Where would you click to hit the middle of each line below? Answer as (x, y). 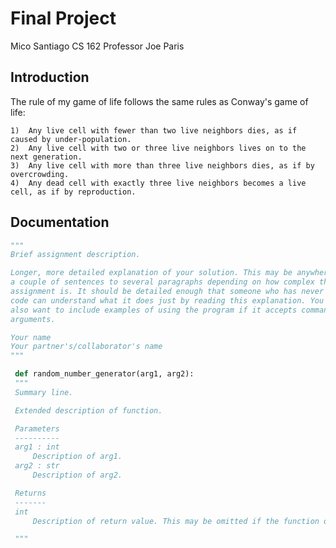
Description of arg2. (77, 475)
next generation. (46, 157)
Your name (31, 337)
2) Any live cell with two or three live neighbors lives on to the (158, 148)
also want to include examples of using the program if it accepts (154, 310)
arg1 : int (37, 447)
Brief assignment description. (75, 255)
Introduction (50, 77)
